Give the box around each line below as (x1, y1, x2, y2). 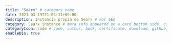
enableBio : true (5, 31, 40, 36)
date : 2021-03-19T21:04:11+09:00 (5, 12, 77, 17)
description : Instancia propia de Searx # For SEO (5, 17, 116, 22)
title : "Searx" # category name (5, 7, 74, 13)
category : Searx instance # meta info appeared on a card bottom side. (5, 21, 161, 27)
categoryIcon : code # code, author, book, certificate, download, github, (5, 26, 168, 31)
